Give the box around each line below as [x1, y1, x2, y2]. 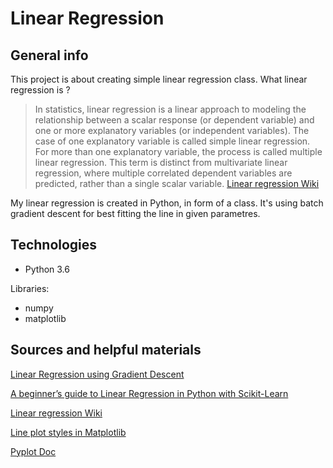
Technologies [10, 237, 98, 254]
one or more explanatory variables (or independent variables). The [34, 125, 310, 136]
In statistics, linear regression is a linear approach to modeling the [34, 103, 307, 115]
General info [10, 47, 89, 64]
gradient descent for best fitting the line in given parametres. [10, 208, 261, 219]
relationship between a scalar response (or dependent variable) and [34, 114, 315, 126]
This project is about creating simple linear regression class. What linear [10, 73, 308, 85]
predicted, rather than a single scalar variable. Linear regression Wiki [34, 178, 320, 189]
